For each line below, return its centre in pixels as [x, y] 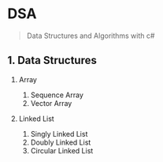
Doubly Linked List [61, 142]
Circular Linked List [62, 150]
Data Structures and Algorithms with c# [91, 36]
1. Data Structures [52, 60]
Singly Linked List [59, 134]
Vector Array [51, 103]
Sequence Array [57, 95]
